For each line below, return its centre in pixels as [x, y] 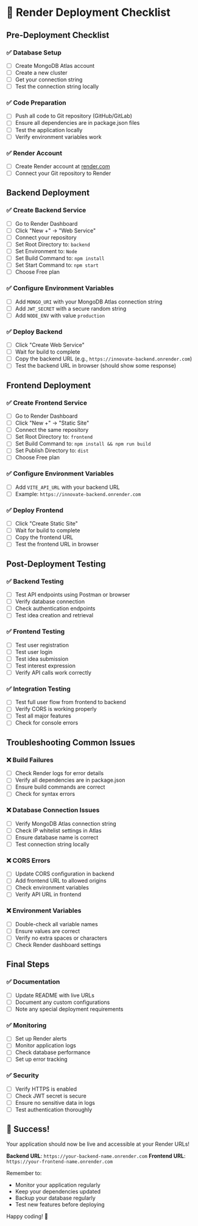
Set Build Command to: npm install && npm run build [83, 444]
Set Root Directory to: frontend [54, 437]
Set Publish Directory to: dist [52, 451]
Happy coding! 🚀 [27, 1216]
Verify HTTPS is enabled [46, 1089]
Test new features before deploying [60, 1204]
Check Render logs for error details [59, 773]
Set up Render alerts [41, 1039]
